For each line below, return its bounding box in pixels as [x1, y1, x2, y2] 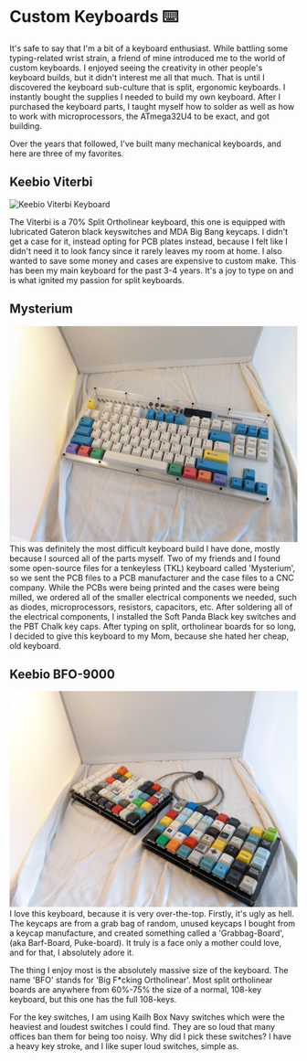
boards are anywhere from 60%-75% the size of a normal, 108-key [9, 984, 262, 995]
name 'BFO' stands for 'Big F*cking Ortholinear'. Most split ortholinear [9, 974, 273, 986]
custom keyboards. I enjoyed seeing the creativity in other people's [9, 62, 263, 73]
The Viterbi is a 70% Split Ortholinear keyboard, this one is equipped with [9, 216, 286, 228]
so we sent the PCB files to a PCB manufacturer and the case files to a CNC [9, 572, 294, 583]
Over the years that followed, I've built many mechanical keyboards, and [9, 138, 281, 149]
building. [9, 120, 43, 132]
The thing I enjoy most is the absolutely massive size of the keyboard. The [9, 965, 289, 976]
